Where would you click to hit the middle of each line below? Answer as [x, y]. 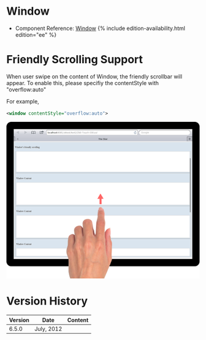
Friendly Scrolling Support [74, 60]
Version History [47, 301]
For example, [23, 101]
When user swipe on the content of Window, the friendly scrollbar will [94, 76]
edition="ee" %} [36, 34]
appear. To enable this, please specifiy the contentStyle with [83, 83]
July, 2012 [48, 328]
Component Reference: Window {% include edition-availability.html [100, 28]
